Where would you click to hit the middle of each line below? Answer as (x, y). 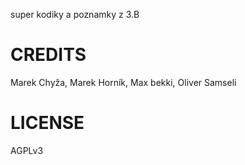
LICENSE (47, 123)
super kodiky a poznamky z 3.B (75, 14)
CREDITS (48, 55)
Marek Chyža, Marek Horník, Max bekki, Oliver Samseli (123, 82)
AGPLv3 (27, 150)
